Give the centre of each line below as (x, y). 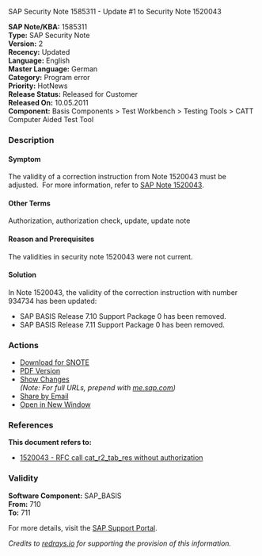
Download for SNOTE (54, 362)
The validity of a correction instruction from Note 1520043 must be (118, 177)
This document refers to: (50, 443)
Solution (23, 275)
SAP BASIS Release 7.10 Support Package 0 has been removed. (123, 316)
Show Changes (44, 379)
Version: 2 (26, 44)
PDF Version (40, 371)
